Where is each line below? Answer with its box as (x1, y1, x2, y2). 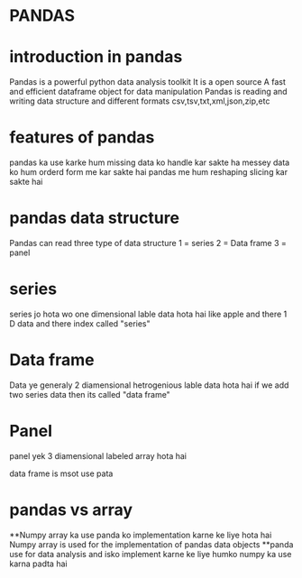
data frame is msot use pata (9, 468, 114, 479)
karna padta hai (9, 558, 68, 569)
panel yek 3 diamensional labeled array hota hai (9, 450, 188, 461)
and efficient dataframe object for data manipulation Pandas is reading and (9, 87, 288, 97)
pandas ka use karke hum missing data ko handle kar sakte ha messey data (9, 157, 290, 168)
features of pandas (9, 127, 155, 148)
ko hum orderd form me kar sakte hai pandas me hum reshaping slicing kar (9, 167, 288, 178)
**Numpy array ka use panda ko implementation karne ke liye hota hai (9, 529, 272, 540)
